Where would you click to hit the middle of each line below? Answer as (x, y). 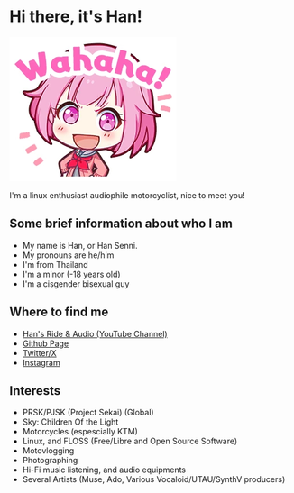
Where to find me (59, 312)
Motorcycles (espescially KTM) (80, 432)
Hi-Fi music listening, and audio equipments (104, 470)
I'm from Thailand (55, 264)
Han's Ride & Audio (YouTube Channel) (95, 333)
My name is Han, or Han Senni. (80, 245)
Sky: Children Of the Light (70, 422)
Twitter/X (39, 352)
